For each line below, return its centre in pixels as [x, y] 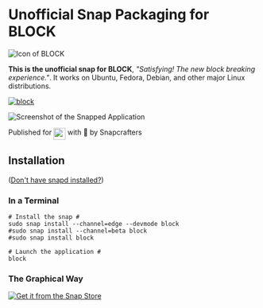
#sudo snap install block [51, 238]
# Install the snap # [44, 217]
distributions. [30, 86]
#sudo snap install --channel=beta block [78, 231]
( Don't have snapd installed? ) [56, 180]
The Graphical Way [46, 279]
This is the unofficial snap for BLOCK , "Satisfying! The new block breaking [132, 68]
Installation [37, 161]
